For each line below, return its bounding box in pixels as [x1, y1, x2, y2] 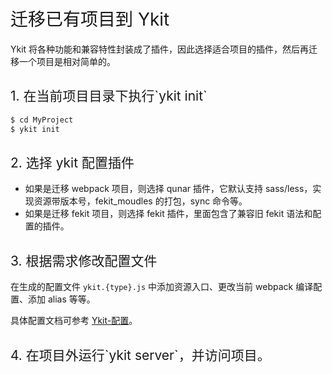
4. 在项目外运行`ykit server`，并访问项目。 [10, 346, 271, 364]
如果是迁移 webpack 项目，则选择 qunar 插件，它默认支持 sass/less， [24, 183, 313, 195]
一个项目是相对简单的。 [18, 55, 116, 67]
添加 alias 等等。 [27, 293, 96, 305]
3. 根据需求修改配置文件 [10, 252, 158, 269]
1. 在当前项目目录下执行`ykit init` [10, 88, 208, 105]
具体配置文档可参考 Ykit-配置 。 [10, 315, 138, 327]
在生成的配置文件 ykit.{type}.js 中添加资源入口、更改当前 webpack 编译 [10, 281, 314, 293]
